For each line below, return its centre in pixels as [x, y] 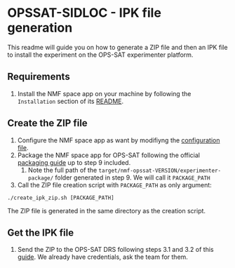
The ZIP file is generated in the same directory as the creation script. [106, 210]
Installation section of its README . [70, 101]
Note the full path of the [62, 170]
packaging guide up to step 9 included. [74, 162]
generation [40, 28]
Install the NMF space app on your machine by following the [104, 93]
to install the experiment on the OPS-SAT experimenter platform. [100, 55]
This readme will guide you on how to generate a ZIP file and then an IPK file [117, 47]
